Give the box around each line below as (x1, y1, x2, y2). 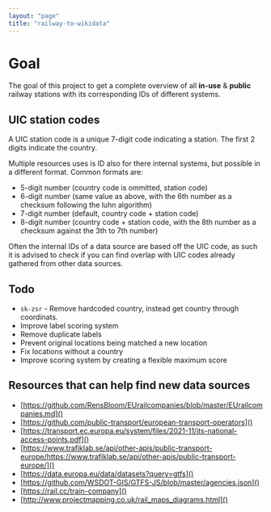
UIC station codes (8, 112, 100, 126)
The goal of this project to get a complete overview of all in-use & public (8, 81, 252, 91)
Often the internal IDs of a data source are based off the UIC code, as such (8, 242, 258, 252)
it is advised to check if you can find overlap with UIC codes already (8, 250, 236, 260)
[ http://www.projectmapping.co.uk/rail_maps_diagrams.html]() (19, 494, 228, 504)
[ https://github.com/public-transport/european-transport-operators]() (19, 417, 253, 427)
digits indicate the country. (8, 143, 98, 153)
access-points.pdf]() (19, 434, 90, 444)
